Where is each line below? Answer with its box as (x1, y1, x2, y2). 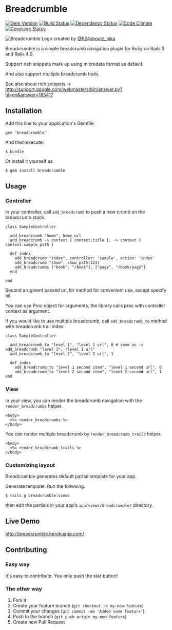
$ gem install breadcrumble (5, 168, 66, 173)
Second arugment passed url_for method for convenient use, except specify (5, 287, 167, 293)
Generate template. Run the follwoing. (5, 483, 86, 489)
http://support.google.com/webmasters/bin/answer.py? (5, 86, 123, 92)
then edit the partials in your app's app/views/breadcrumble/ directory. (5, 502, 154, 508)
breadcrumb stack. (5, 214, 46, 221)
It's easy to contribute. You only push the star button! (5, 572, 118, 579)
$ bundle (5, 149, 24, 154)
